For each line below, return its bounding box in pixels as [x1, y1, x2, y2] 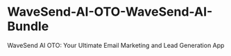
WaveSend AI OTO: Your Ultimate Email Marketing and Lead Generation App [7, 41, 225, 49]
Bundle [7, 18, 49, 34]
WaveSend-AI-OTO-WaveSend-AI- [7, 4, 213, 20]
